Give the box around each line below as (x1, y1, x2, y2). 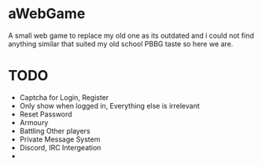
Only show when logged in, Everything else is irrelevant (19, 101, 201, 110)
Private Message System (19, 135, 101, 144)
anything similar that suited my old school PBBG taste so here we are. (8, 39, 234, 48)
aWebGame (8, 5, 86, 23)
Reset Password (19, 109, 72, 119)
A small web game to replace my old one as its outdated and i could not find (8, 31, 254, 40)
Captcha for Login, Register (19, 92, 109, 102)
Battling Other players (19, 126, 90, 135)
